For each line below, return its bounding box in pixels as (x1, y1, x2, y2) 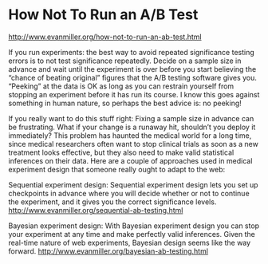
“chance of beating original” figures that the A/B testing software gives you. (8, 73, 258, 82)
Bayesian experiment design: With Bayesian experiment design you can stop (8, 221, 260, 231)
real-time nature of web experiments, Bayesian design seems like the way (8, 238, 251, 247)
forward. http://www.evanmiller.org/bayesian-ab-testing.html (8, 246, 209, 256)
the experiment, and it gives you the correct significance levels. (8, 197, 217, 207)
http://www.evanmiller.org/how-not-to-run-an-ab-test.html (8, 32, 202, 41)
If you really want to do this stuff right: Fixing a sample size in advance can (8, 113, 254, 123)
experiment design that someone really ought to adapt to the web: (8, 164, 226, 174)
